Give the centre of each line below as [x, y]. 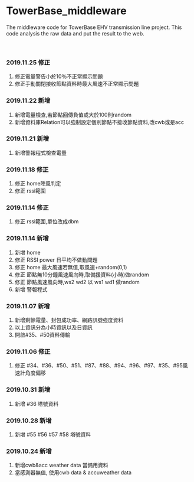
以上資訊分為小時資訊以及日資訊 [53, 328]
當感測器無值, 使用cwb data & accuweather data [73, 473]
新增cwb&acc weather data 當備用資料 [61, 465]
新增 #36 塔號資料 [37, 403]
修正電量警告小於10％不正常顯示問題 [59, 76]
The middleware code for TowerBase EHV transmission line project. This [94, 27]
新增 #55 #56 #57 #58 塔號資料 [53, 434]
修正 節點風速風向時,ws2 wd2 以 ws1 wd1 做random [77, 282]
